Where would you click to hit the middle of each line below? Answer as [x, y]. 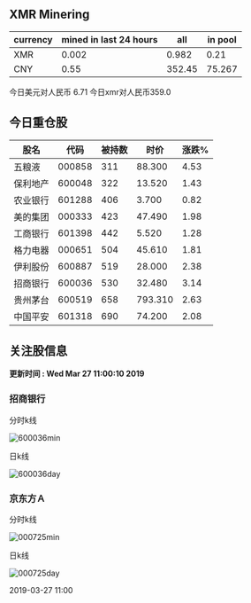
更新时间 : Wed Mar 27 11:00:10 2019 [77, 374]
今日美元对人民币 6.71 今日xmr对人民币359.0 [90, 91]
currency [33, 39]
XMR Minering [49, 15]
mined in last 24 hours [110, 39]
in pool [222, 39]
